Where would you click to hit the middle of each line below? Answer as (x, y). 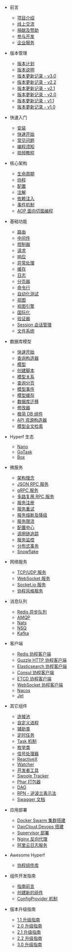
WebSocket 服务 (34, 578)
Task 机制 (27, 741)
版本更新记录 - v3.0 (36, 76)
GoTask (25, 452)
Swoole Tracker (33, 776)
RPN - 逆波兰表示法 (36, 793)
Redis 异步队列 (32, 612)
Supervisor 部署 (33, 833)
